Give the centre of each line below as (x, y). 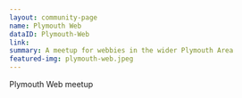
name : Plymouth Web (46, 26)
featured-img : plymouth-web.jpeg (71, 59)
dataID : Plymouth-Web (50, 34)
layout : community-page (54, 17)
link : (19, 42)
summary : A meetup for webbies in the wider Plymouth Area (121, 51)
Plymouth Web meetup (51, 84)
